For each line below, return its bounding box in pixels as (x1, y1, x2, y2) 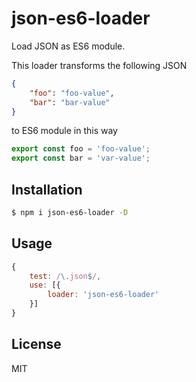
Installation (11, 181, 83, 198)
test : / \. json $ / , (29, 271, 102, 281)
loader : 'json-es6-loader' (47, 290, 160, 300)
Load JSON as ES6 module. (11, 40, 126, 52)
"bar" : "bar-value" (29, 97, 111, 107)
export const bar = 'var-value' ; (11, 153, 151, 164)
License (11, 336, 62, 353)
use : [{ (29, 280, 61, 291)
